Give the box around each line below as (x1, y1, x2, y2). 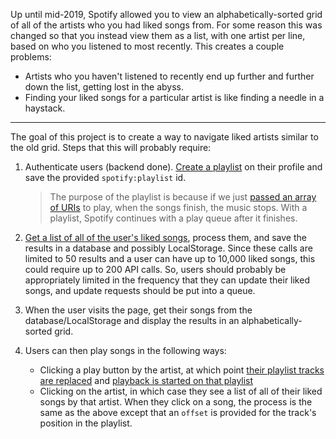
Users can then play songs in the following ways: (24, 345, 227, 356)
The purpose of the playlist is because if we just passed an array (49, 191, 317, 203)
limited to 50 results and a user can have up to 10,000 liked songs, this (24, 253, 316, 264)
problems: (10, 51, 52, 63)
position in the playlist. (39, 417, 133, 429)
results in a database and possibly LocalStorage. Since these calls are (24, 242, 313, 254)
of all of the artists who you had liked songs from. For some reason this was (10, 19, 323, 31)
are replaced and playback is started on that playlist (39, 375, 254, 386)
